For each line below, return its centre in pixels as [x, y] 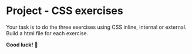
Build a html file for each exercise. [47, 33]
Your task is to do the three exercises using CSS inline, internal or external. [96, 27]
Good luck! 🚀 [22, 45]
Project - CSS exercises [65, 11]
